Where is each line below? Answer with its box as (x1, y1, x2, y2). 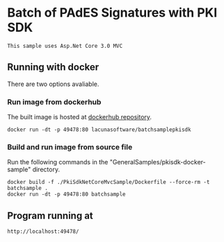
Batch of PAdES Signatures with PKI (7, 5, 218, 21)
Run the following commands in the (7, 158, 109, 166)
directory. (32, 165, 61, 174)
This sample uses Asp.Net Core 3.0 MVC (7, 42, 123, 49)
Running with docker (7, 61, 99, 74)
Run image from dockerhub (7, 97, 102, 107)
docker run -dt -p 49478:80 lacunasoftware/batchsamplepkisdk (7, 126, 191, 133)
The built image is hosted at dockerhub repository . (7, 113, 152, 121)
